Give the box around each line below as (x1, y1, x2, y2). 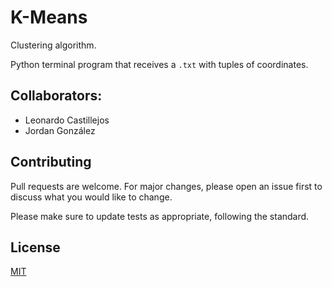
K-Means (10, 6, 88, 29)
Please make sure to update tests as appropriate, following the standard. (10, 210, 310, 222)
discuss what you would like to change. (10, 191, 173, 203)
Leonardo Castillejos (24, 114, 110, 126)
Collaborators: (10, 87, 103, 105)
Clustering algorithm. (10, 39, 97, 51)
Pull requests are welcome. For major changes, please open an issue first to (10, 180, 323, 192)
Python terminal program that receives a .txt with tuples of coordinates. (10, 58, 309, 70)
